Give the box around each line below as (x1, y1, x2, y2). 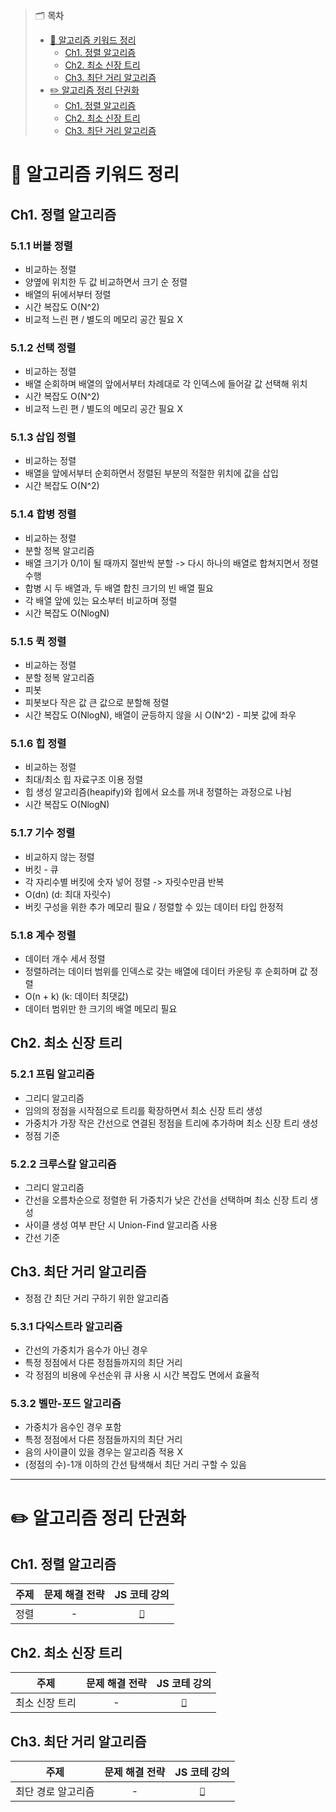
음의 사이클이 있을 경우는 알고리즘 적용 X (24, 1446, 183, 1458)
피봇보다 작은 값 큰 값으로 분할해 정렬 (24, 697, 170, 709)
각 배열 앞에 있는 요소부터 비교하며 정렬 (24, 594, 178, 606)
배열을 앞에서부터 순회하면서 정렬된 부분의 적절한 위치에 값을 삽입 (24, 467, 279, 479)
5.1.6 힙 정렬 (10, 736, 67, 750)
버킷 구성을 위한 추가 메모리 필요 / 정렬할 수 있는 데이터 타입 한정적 (24, 900, 284, 913)
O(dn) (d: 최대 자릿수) (24, 888, 112, 900)
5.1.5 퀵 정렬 (10, 634, 67, 648)
